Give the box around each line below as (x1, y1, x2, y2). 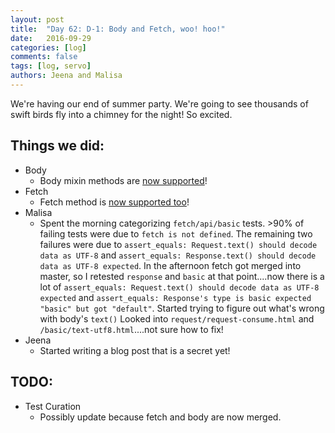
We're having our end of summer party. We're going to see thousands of (10, 97, 309, 110)
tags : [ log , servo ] (10, 61, 92, 71)
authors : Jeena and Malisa (10, 71, 123, 81)
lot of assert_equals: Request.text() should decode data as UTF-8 (39, 281, 320, 293)
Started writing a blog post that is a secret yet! (39, 344, 231, 356)
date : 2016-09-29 (10, 33, 92, 43)
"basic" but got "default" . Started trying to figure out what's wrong (39, 302, 325, 314)
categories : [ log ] (10, 42, 87, 53)
